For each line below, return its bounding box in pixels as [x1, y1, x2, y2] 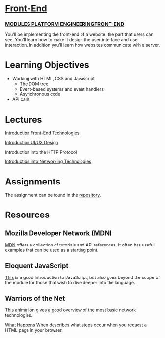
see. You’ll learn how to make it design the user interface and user [5, 37, 139, 43]
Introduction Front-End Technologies [5, 130, 80, 136]
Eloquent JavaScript [5, 261, 69, 270]
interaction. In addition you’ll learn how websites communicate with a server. [5, 42, 160, 48]
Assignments [5, 176, 61, 187]
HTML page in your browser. [5, 327, 63, 333]
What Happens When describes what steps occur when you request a [5, 322, 147, 328]
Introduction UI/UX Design [5, 140, 58, 146]
